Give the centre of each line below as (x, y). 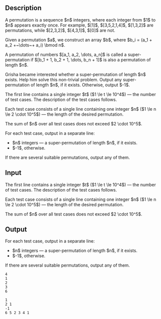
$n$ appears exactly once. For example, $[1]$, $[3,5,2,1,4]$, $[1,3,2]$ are (79, 25)
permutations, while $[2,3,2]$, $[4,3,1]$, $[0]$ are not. (60, 30)
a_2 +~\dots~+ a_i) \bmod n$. (35, 45)
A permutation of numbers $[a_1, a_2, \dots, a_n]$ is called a (66, 54)
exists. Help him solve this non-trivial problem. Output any (64, 79)
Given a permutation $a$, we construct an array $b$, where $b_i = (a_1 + (79, 40)
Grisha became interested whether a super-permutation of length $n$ (76, 74)
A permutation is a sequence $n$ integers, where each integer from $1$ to (80, 20)
